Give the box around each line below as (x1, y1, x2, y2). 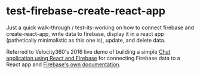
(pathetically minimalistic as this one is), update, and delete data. (6, 36, 166, 44)
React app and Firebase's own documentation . (6, 61, 121, 68)
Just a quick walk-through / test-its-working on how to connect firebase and (6, 24, 195, 31)
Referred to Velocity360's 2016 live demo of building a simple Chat (6, 48, 171, 55)
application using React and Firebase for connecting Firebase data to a (6, 54, 180, 61)
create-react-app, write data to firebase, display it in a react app (6, 30, 164, 37)
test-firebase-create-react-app (6, 4, 166, 18)
